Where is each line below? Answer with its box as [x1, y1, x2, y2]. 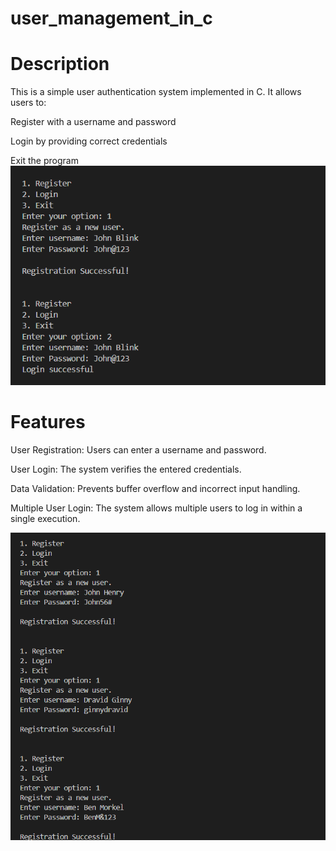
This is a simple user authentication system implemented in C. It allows [10, 86, 302, 98]
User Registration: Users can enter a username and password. [10, 443, 267, 456]
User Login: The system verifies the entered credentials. [10, 463, 242, 475]
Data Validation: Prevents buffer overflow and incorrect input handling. [10, 482, 301, 494]
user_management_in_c [10, 7, 213, 30]
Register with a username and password [10, 116, 177, 128]
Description [10, 53, 110, 76]
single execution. [10, 512, 81, 524]
